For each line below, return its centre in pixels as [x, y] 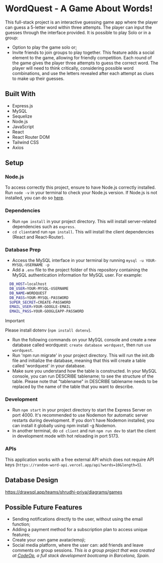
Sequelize [22, 116]
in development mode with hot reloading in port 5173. [66, 436]
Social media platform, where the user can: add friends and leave [78, 545]
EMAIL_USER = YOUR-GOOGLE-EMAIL [40, 307]
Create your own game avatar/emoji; [49, 540]
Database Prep [23, 250]
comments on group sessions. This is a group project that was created [83, 550]
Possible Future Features [44, 507]
